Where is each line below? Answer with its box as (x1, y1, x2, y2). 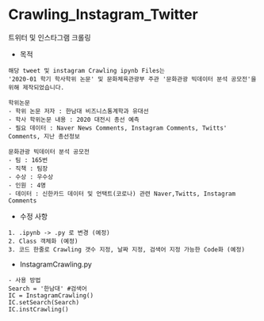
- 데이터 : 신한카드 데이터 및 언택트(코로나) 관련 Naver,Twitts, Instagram (8, 190, 236, 198)
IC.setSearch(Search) (8, 298, 80, 306)
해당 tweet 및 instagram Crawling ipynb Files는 (8, 66, 165, 74)
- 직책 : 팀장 (8, 164, 48, 172)
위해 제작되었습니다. (8, 83, 65, 92)
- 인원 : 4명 (8, 181, 46, 189)
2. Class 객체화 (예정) (8, 237, 78, 245)
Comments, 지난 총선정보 (8, 132, 81, 140)
